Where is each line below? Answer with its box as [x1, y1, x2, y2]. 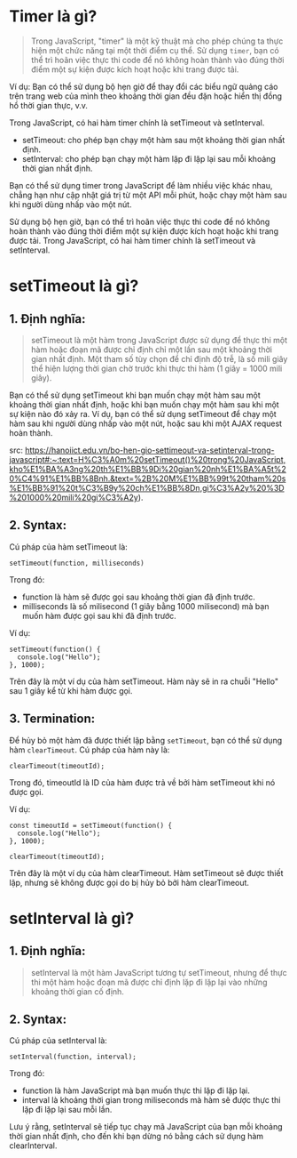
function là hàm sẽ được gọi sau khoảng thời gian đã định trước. [21, 591, 255, 602]
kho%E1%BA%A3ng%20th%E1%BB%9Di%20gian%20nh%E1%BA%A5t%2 [9, 463, 286, 474]
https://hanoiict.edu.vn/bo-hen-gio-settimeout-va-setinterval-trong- [25, 445, 275, 455]
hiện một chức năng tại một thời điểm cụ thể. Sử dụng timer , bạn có [30, 44, 279, 55]
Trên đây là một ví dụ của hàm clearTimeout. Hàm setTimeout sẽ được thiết [9, 867, 284, 878]
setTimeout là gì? [9, 276, 139, 296]
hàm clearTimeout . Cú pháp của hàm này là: [9, 744, 170, 755]
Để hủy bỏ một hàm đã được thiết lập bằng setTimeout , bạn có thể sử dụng [9, 735, 282, 745]
